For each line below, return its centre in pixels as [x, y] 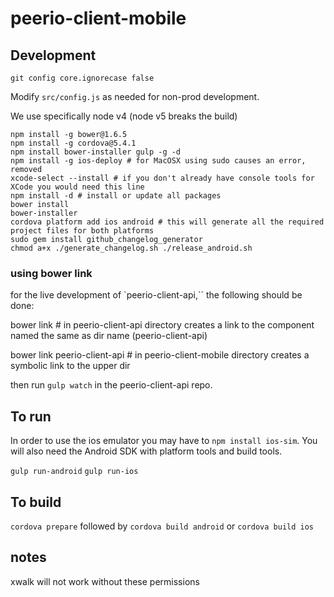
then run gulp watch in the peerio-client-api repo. [111, 385]
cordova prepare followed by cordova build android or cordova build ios [162, 526]
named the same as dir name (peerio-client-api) [109, 336]
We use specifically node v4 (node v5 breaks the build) [124, 116]
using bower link [51, 273]
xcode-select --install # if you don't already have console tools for [162, 178]
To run [31, 416]
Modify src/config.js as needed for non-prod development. [135, 96]
